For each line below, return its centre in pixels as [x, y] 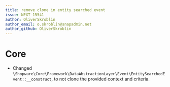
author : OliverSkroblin [30, 19]
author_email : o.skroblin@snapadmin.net [49, 24]
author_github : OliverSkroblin [38, 29]
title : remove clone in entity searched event [55, 10]
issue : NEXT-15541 [25, 15]
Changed [22, 68]
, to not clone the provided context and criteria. [100, 79]
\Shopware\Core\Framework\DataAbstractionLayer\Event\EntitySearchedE [89, 74]
